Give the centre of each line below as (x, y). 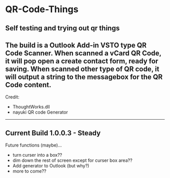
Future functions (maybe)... (34, 145)
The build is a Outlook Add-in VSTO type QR (76, 45)
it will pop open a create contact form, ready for (82, 61)
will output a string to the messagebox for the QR (84, 77)
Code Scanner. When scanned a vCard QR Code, (83, 53)
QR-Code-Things (42, 9)
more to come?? (29, 171)
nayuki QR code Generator (40, 112)
